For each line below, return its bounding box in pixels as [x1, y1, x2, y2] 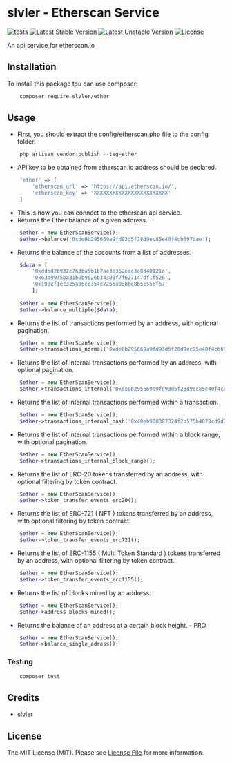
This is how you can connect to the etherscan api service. [17, 209, 182, 217]
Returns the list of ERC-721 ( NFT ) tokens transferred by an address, [17, 510, 213, 518]
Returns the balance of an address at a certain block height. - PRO [17, 621, 206, 629]
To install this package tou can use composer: [7, 79, 138, 88]
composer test [19, 673, 60, 679]
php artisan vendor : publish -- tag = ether [19, 151, 137, 158]
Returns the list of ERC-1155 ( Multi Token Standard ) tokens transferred [17, 549, 221, 557]
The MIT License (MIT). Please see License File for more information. [7, 748, 204, 757]
